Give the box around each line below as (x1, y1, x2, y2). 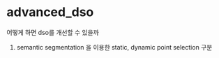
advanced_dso (6, 4, 94, 20)
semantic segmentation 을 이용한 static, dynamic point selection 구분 (16, 43, 213, 51)
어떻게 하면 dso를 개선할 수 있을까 (6, 28, 99, 36)
